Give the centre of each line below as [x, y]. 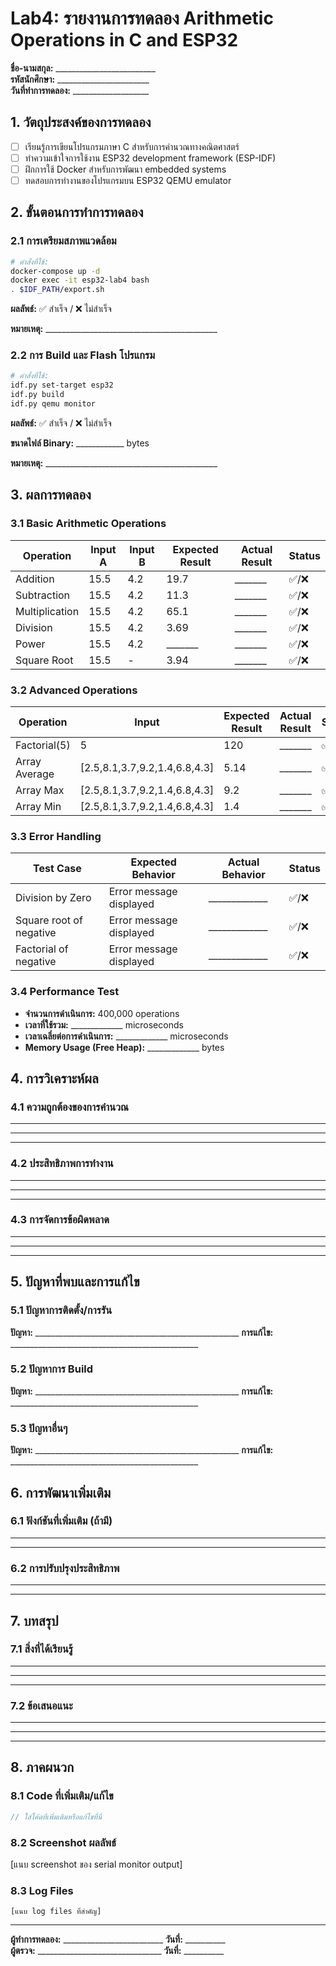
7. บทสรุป [34, 1620]
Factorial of [42, 949]
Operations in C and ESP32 [124, 40]
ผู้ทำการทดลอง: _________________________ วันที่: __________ [118, 1939]
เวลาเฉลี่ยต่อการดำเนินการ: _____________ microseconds [126, 1036]
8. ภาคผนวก [42, 1767]
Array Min [38, 806]
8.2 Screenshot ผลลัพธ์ [63, 1842]
